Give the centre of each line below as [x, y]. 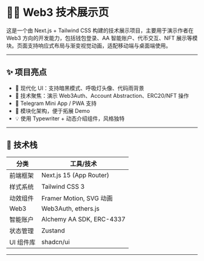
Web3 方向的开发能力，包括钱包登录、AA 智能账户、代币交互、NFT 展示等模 [102, 38]
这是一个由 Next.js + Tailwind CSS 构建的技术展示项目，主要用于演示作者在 [100, 30]
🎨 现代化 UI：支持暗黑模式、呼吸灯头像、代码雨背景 [80, 88]
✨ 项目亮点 [27, 73]
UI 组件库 [22, 242]
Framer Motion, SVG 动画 [77, 198]
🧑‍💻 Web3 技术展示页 [58, 12]
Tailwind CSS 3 [63, 186]
